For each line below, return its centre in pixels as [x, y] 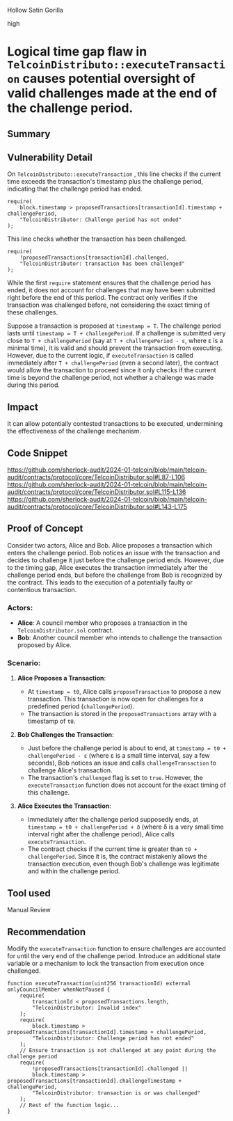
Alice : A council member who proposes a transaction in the [102, 623]
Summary [29, 134]
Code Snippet [38, 453]
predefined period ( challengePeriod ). [81, 706]
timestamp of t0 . [51, 721]
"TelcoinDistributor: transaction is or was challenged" [116, 1093]
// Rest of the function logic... [70, 1106]
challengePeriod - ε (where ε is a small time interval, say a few [119, 756]
